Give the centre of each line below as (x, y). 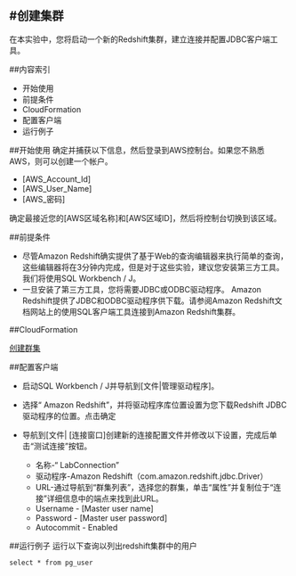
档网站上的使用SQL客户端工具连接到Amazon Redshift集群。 (131, 311)
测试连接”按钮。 (63, 446)
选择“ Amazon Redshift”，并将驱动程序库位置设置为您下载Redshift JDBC (154, 405)
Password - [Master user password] (101, 518)
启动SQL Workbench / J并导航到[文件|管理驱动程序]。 (120, 385)
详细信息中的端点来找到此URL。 (105, 498)
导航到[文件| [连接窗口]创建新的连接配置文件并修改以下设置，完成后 (145, 434)
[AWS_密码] (44, 199)
